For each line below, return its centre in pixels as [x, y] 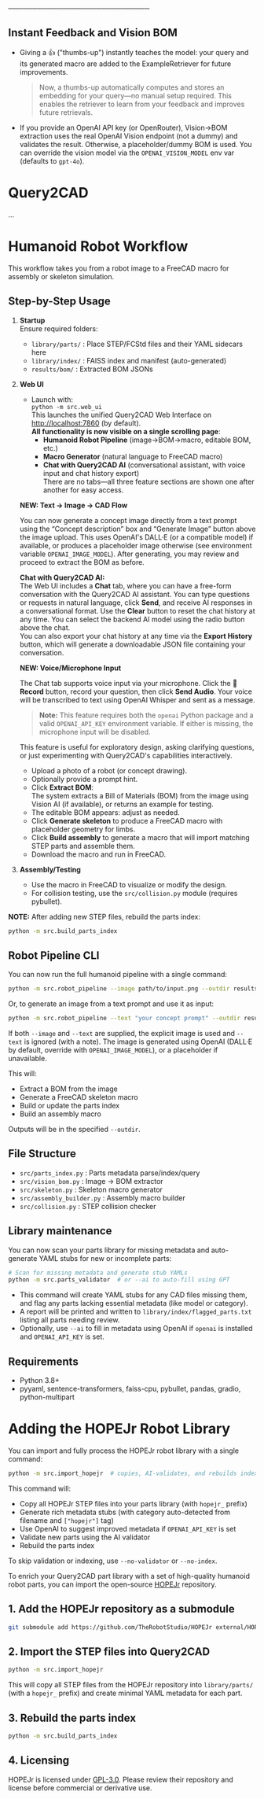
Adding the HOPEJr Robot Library [119, 1429]
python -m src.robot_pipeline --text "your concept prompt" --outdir [125, 1019]
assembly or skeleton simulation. [61, 276]
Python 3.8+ [40, 1381]
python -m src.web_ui [66, 407]
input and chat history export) [91, 473]
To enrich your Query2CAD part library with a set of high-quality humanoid [129, 1576]
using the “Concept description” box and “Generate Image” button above [137, 529]
